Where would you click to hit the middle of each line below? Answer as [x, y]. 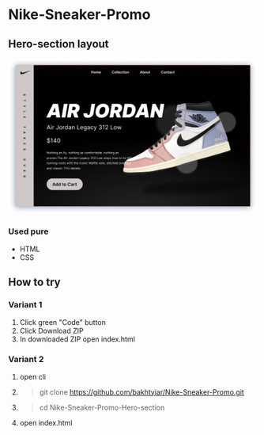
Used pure [28, 231]
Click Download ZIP [52, 330]
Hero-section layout [58, 44]
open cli [32, 376]
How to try [34, 282]
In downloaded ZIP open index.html [77, 339]
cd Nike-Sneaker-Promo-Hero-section [102, 407]
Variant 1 [25, 305]
